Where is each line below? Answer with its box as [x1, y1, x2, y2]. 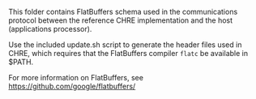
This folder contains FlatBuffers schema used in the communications [8, 7, 238, 16]
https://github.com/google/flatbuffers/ [8, 81, 136, 91]
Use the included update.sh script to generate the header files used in [8, 40, 242, 49]
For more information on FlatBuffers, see [8, 73, 144, 82]
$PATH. [8, 57, 34, 67]
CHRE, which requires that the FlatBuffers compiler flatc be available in [8, 49, 249, 58]
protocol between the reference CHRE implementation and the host [8, 15, 233, 25]
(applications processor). [8, 24, 92, 33]
